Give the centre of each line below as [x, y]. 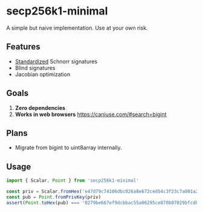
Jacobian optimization [43, 74]
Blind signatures [35, 68]
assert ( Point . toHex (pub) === [43, 203]
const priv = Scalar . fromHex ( [44, 191]
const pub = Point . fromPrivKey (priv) [54, 197]
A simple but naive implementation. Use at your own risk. [77, 28]
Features [23, 47]
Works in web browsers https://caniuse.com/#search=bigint [91, 114]
